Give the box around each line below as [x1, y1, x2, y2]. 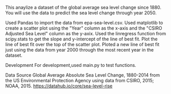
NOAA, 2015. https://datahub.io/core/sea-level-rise [5, 83, 113, 89]
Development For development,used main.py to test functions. [5, 62, 136, 68]
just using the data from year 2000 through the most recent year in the [5, 47, 154, 53]
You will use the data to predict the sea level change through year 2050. [5, 10, 157, 16]
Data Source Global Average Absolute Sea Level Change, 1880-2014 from [5, 72, 160, 78]
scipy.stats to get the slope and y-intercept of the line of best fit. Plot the [5, 36, 158, 42]
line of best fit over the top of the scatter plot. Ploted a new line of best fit [5, 41, 160, 48]
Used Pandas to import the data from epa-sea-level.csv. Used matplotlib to [5, 20, 163, 26]
